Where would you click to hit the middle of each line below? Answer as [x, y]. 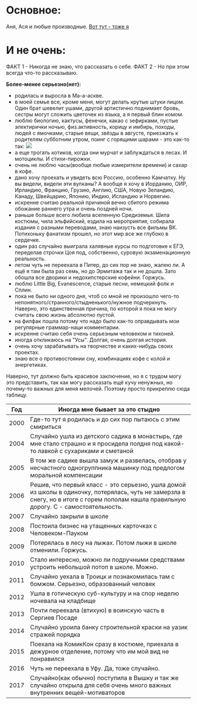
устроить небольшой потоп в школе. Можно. [94, 566]
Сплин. [23, 290]
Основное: [34, 10]
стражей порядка [55, 634]
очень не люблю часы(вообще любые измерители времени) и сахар [101, 165]
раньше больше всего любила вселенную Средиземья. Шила [92, 214]
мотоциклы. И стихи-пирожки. [53, 159]
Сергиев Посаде [54, 618]
